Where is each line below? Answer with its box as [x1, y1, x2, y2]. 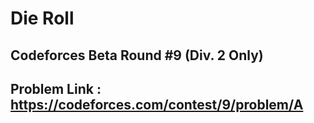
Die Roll [10, 7, 75, 30]
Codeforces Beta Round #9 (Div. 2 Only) [10, 47, 264, 64]
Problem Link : [10, 80, 102, 97]
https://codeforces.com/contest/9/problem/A [10, 96, 304, 113]
